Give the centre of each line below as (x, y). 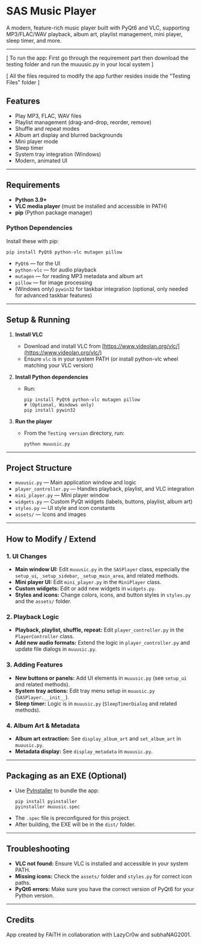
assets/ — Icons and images (50, 514)
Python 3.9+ (31, 199)
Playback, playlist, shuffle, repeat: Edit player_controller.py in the (99, 630)
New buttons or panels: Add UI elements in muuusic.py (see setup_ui (101, 678)
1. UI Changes (26, 556)
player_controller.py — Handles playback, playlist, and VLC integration (104, 489)
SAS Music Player (51, 11)
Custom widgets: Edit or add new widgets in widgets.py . (85, 589)
